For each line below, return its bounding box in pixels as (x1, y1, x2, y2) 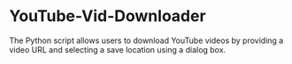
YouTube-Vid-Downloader (9, 6, 206, 26)
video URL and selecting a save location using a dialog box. (9, 44, 227, 54)
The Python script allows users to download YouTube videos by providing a (9, 35, 284, 46)
